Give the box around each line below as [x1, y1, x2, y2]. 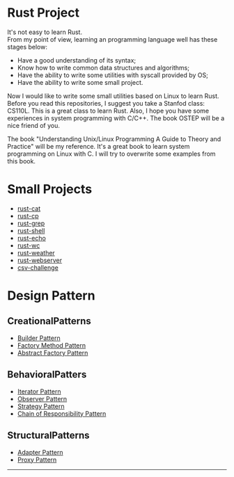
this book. [7, 156, 36, 165]
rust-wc [17, 241, 40, 250]
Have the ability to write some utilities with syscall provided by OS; [17, 71, 209, 79]
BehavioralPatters [7, 369, 87, 380]
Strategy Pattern [17, 402, 65, 410]
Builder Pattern [17, 334, 61, 342]
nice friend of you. [7, 121, 61, 129]
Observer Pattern [17, 394, 68, 403]
